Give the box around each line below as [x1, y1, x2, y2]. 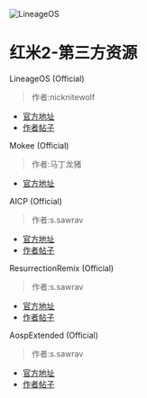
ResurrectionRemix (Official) [9, 262, 115, 274]
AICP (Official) [9, 195, 63, 206]
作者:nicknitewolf [31, 91, 96, 103]
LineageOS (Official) [9, 73, 85, 84]
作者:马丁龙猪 [31, 158, 82, 169]
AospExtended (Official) [9, 330, 99, 340]
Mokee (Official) [9, 140, 69, 150]
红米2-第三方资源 [9, 43, 138, 63]
